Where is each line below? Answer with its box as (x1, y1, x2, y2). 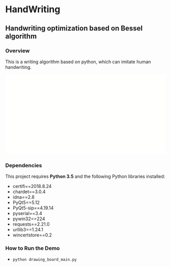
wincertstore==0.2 (12, 232, 52, 238)
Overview (5, 47, 30, 54)
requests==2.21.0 (12, 221, 50, 227)
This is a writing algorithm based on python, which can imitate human (5, 59, 151, 65)
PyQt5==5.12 (12, 200, 40, 206)
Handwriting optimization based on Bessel (5, 24, 143, 33)
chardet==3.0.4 (12, 189, 46, 195)
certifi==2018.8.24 (12, 183, 52, 190)
